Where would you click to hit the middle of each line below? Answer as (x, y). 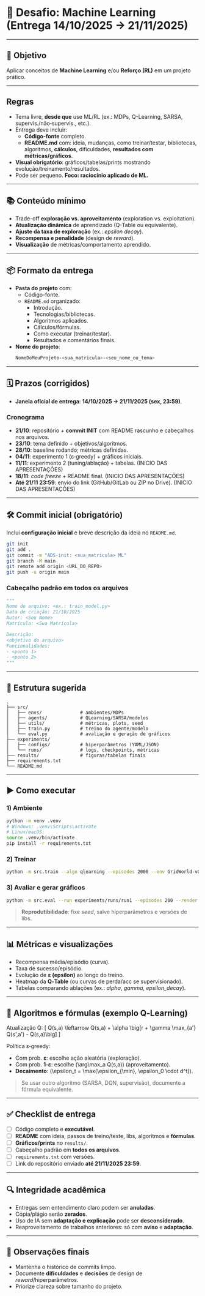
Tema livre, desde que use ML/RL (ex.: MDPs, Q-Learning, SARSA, (99, 116)
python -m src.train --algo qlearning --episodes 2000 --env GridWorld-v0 (103, 872)
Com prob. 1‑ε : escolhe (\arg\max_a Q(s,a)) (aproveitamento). (93, 1064)
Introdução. (48, 308)
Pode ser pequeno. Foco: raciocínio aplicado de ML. (82, 175)
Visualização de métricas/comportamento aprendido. (83, 245)
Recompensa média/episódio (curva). (62, 962)
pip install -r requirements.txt (49, 844)
